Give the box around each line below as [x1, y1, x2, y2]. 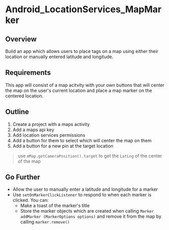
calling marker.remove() [20, 219, 70, 225]
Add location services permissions [12, 132, 86, 138]
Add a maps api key [12, 126, 54, 133]
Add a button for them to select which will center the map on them [12, 137, 152, 143]
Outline [5, 108, 29, 116]
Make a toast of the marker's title [20, 202, 90, 209]
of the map [17, 158, 41, 164]
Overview [5, 35, 37, 43]
